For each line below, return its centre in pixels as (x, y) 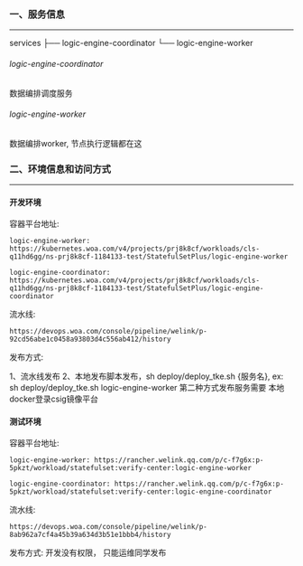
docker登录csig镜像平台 (54, 399)
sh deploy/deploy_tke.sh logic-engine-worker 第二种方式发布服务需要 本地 (147, 388)
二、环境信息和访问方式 (60, 169)
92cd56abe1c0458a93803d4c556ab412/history (90, 340)
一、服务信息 (37, 14)
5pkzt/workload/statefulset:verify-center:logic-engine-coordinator (141, 492)
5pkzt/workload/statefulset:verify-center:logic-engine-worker (131, 468)
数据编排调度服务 (41, 93)
